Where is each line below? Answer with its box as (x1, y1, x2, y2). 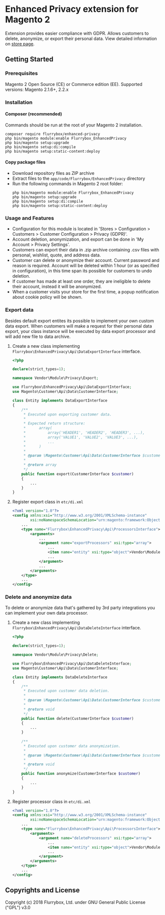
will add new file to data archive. (5, 333, 71, 339)
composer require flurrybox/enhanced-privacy (5, 131, 100, 136)
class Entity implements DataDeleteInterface (12, 674, 107, 680)
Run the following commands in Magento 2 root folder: (12, 180, 123, 186)
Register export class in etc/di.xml (12, 499, 84, 505)
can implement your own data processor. (5, 610, 89, 616)
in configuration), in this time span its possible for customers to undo (12, 268, 152, 274)
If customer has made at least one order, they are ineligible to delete (12, 278, 151, 285)
